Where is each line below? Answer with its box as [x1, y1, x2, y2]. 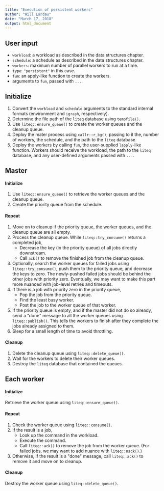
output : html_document [5, 21, 51, 26]
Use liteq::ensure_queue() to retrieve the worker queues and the [12, 191, 145, 197]
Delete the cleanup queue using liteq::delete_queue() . [12, 350, 125, 356]
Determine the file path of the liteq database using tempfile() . [12, 116, 141, 122]
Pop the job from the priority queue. [19, 292, 92, 298]
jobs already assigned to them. [12, 323, 75, 329]
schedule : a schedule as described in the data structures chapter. [12, 57, 144, 63]
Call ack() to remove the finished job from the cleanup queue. [19, 255, 144, 261]
